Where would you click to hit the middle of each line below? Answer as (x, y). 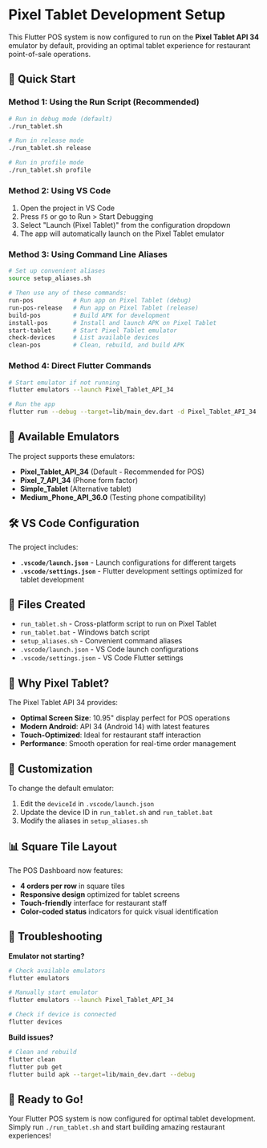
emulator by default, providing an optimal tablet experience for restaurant (129, 45)
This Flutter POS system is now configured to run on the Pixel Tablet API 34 (134, 37)
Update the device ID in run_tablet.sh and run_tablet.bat (116, 813)
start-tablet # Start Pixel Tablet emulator (93, 331)
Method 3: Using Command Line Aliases (88, 254)
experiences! (30, 1136)
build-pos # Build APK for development (89, 315)
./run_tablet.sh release (50, 148)
